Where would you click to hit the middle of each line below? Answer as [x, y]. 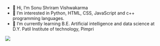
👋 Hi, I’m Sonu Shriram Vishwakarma [50, 8]
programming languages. [38, 18]
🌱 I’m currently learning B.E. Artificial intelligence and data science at [83, 23]
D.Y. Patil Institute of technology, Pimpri [53, 29]
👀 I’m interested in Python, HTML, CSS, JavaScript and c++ [73, 13]
